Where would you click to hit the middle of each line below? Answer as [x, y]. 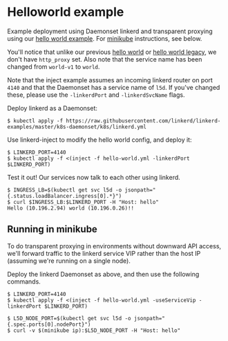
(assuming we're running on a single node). [69, 261]
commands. [24, 282]
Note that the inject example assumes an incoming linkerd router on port [110, 80]
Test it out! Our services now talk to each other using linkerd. [94, 177]
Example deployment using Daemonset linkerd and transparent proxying [110, 31]
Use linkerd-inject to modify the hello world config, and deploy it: [99, 140]
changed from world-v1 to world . [54, 66]
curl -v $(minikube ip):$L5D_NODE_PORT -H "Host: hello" [97, 330]
